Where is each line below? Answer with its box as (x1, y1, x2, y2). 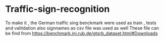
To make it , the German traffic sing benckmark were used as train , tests (5, 20, 156, 26)
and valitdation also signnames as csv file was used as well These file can (5, 25, 159, 31)
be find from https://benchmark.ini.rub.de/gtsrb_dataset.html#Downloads (5, 30, 158, 36)
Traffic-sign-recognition (5, 3, 110, 15)
